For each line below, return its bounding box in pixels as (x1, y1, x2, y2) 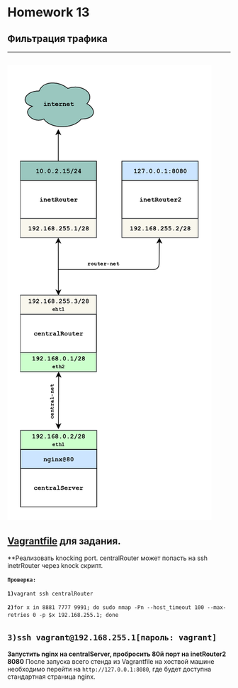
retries (7, 612, 30, 619)
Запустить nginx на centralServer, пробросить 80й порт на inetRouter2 (7, 650, 227, 658)
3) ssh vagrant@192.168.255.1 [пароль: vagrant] (7, 632, 217, 643)
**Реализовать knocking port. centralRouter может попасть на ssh (7, 554, 208, 562)
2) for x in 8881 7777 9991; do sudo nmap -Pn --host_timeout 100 (7, 604, 204, 611)
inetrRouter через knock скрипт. (7, 561, 103, 570)
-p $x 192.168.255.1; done (38, 612, 119, 619)
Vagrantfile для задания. (7, 534, 121, 547)
